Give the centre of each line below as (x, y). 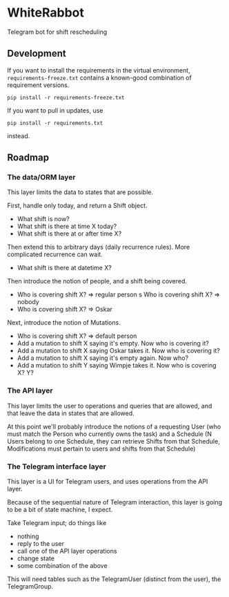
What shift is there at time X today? (67, 227)
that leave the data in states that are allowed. (71, 413)
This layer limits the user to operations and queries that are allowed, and (110, 406)
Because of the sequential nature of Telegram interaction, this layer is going (115, 502)
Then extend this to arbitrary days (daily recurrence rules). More (99, 247)
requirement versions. (38, 85)
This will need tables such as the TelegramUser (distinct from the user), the (114, 579)
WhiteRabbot (46, 13)
